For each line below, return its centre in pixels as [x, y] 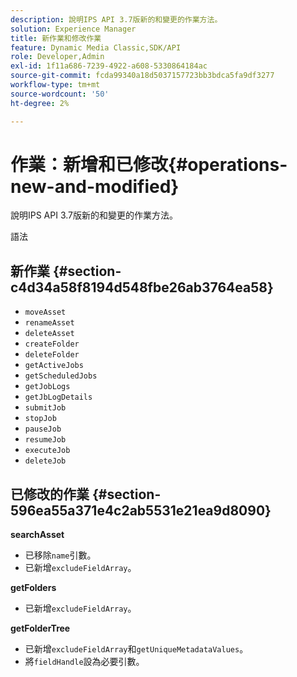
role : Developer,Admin [57, 57]
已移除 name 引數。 [60, 555]
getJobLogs [47, 387]
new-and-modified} [95, 186]
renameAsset [49, 323]
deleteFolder [52, 355]
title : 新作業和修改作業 [56, 38]
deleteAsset [49, 334]
